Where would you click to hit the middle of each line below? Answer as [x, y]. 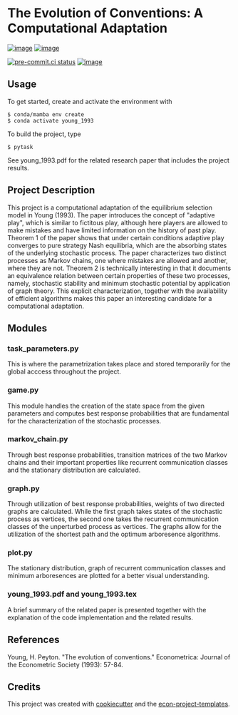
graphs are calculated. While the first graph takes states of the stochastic [115, 512]
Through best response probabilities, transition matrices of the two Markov [118, 455]
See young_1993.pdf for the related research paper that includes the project [119, 160]
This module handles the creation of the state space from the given [106, 406]
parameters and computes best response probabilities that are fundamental [118, 413]
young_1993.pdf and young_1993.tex [72, 595]
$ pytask [20, 147]
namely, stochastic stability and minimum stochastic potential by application [119, 283]
